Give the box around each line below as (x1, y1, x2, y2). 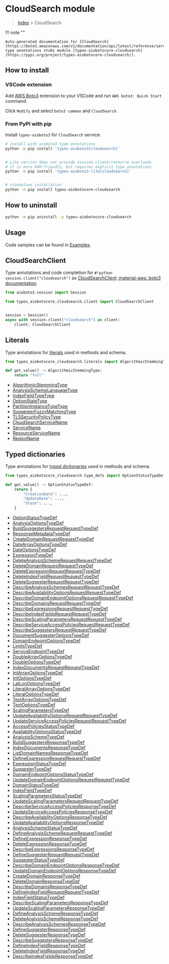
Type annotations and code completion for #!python (5, 270, 113, 276)
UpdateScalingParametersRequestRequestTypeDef (12, 798, 119, 804)
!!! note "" (5, 29, 25, 35)
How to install (5, 66, 49, 75)
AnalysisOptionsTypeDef (12, 520, 64, 526)
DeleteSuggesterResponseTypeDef (12, 932, 86, 938)
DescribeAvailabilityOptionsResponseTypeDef (12, 814, 108, 821)
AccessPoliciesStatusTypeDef (12, 723, 75, 729)
